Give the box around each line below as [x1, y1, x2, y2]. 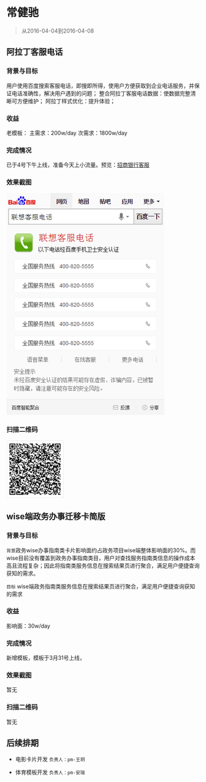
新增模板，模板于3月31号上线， [6, 654, 85, 662]
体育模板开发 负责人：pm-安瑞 [15, 768, 85, 776]
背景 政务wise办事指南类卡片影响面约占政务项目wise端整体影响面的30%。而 [6, 546, 196, 553]
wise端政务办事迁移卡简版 [6, 511, 105, 522]
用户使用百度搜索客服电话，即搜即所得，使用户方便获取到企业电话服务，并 [6, 82, 194, 89]
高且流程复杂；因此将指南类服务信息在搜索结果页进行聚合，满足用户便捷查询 [6, 561, 200, 569]
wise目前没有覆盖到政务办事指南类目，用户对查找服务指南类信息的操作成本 [6, 554, 196, 561]
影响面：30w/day [6, 622, 51, 630]
